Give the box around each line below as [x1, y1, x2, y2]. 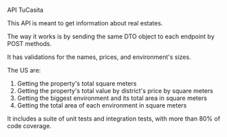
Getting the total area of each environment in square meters [17, 101, 187, 109]
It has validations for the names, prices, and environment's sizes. [7, 53, 191, 61]
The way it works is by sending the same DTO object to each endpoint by [7, 32, 215, 40]
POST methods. [7, 40, 52, 47]
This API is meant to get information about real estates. [7, 19, 163, 27]
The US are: [7, 66, 41, 74]
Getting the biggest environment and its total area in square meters [17, 94, 208, 102]
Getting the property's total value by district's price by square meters [17, 87, 213, 95]
